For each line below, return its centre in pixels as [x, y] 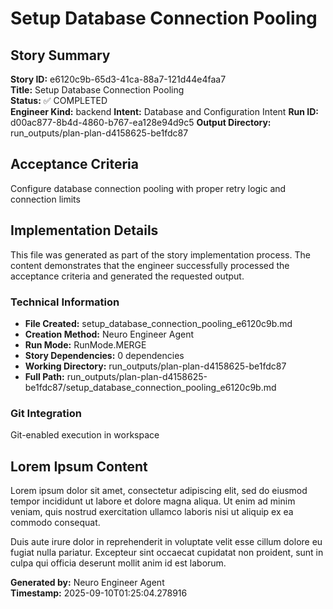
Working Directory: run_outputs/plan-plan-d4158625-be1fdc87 [155, 366]
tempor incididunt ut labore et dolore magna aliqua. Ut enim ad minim [153, 501]
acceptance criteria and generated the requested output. [127, 276]
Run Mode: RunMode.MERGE [85, 344]
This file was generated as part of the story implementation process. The [160, 254]
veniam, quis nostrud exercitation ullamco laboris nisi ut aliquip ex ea [152, 512]
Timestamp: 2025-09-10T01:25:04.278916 [99, 593]
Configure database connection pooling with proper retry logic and [148, 188]
